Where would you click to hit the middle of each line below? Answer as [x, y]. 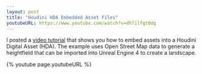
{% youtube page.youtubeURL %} [49, 64]
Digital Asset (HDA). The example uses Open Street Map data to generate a [101, 46]
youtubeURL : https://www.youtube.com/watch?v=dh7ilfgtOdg [81, 23]
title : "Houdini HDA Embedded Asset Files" [62, 17]
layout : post [23, 12]
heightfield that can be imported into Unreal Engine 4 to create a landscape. [101, 53]
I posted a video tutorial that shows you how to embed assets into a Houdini [101, 40]
